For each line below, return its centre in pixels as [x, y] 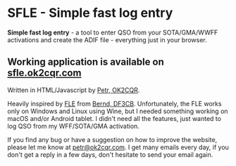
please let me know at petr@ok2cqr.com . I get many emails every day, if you [118, 147]
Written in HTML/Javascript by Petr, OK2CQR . [74, 90]
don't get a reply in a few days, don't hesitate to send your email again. [110, 154]
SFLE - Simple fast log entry [90, 13]
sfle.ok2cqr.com [44, 73]
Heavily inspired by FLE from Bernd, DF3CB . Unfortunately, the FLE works [114, 103]
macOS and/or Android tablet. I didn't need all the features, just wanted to [114, 118]
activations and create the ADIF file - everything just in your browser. [107, 39]
